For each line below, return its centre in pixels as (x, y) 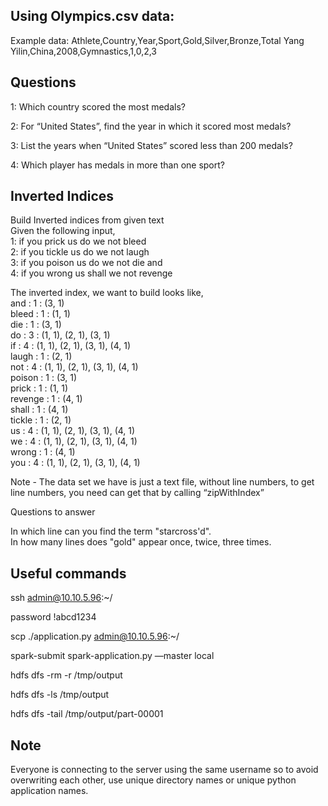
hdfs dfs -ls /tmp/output (60, 695)
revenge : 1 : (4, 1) (46, 399)
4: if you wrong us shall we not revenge (91, 273)
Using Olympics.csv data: (92, 16)
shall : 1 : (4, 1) (39, 410)
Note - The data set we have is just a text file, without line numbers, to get (162, 482)
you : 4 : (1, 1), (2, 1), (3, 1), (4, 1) (75, 463)
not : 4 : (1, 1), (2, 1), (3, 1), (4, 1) (74, 367)
